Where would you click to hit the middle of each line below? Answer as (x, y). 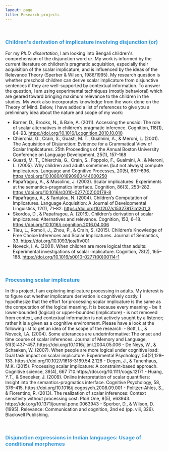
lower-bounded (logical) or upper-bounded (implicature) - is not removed (81, 313)
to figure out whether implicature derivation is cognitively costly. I (73, 296)
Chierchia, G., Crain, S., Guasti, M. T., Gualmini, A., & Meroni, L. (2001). (86, 138)
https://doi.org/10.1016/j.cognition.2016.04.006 (61, 224)
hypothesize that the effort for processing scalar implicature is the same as (83, 302)
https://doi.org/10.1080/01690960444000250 (60, 176)
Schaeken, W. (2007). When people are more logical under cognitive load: (82, 350)
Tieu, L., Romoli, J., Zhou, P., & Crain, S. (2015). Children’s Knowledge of (87, 230)
